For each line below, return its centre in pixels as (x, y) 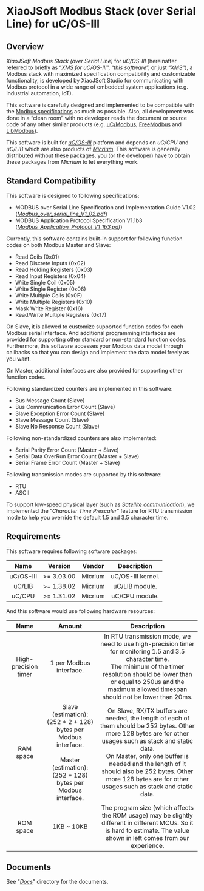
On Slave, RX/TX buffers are (147, 710)
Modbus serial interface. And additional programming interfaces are (91, 333)
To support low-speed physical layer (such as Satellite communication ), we (100, 504)
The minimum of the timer (148, 666)
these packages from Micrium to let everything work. (73, 162)
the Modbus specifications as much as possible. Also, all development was (100, 111)
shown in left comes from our (148, 838)
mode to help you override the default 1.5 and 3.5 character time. (87, 517)
